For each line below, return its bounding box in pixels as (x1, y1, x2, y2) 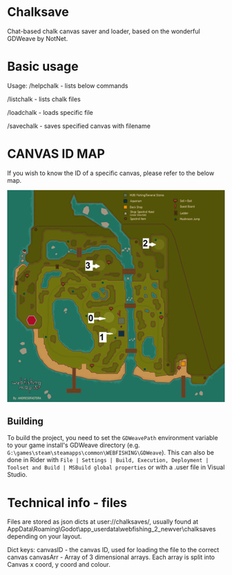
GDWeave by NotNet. (7, 34, 68, 42)
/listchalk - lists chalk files (7, 95, 81, 103)
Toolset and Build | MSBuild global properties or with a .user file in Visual (7, 463, 225, 471)
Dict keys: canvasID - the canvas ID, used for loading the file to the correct (7, 546, 220, 554)
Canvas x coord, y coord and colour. (7, 560, 110, 569)
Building (7, 415, 43, 427)
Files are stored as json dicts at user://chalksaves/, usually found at (7, 518, 199, 526)
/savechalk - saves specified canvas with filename (7, 122, 151, 130)
